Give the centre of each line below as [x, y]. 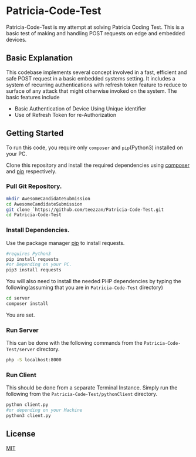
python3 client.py [28, 416]
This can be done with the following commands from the [74, 343]
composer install [27, 304]
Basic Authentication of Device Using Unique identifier [80, 108]
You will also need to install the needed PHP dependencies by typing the [94, 281]
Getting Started [35, 133]
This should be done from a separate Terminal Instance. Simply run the [92, 388]
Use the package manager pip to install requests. [65, 243]
